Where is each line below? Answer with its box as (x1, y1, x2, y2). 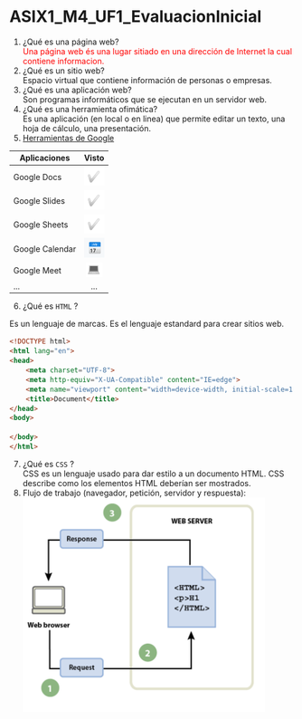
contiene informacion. (22, 55, 105, 66)
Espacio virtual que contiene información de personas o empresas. (22, 74, 273, 85)
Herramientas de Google (22, 132, 115, 143)
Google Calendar (13, 243, 77, 254)
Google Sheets (13, 219, 69, 230)
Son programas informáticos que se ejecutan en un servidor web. (22, 93, 268, 105)
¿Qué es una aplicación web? (22, 84, 133, 95)
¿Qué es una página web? (22, 36, 119, 47)
